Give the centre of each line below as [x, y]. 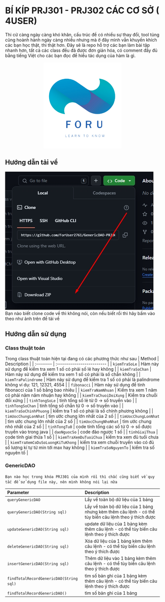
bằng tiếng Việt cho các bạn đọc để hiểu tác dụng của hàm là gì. [70, 55]
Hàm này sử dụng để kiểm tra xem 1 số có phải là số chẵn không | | [73, 375]
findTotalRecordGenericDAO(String [42, 579]
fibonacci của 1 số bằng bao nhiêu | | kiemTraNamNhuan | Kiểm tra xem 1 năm [81, 390]
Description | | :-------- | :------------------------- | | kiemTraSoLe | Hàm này [82, 364]
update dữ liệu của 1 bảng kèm [116, 524]
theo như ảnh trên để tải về [32, 318]
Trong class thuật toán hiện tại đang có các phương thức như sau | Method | [82, 359]
